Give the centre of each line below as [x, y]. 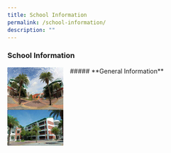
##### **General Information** [117, 71]
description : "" [31, 30]
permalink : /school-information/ [57, 22]
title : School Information [47, 15]
